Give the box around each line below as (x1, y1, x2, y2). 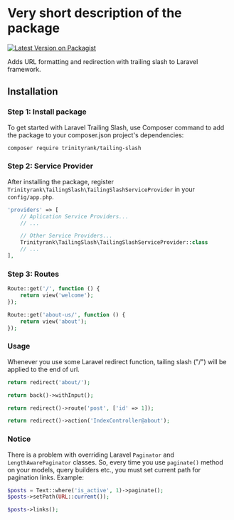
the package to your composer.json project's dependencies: (7, 130, 184, 139)
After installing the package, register (7, 177, 114, 186)
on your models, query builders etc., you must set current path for (7, 465, 201, 474)
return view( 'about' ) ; (20, 318, 87, 325)
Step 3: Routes (7, 269, 59, 279)
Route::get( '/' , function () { (7, 285, 100, 292)
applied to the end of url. (7, 365, 80, 373)
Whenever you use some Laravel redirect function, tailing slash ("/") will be (7, 357, 227, 366)
